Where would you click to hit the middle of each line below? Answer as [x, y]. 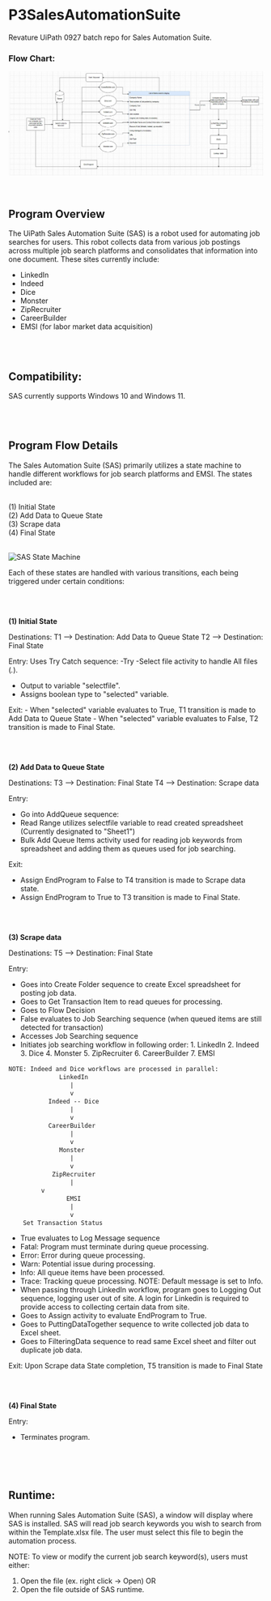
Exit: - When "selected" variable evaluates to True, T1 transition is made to [132, 710]
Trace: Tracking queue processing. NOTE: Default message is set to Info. [142, 1281]
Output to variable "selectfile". [70, 685]
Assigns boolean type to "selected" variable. [94, 694]
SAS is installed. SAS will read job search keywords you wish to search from [135, 1523]
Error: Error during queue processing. [83, 1255]
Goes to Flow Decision [57, 1010]
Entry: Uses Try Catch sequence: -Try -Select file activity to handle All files [133, 661]
